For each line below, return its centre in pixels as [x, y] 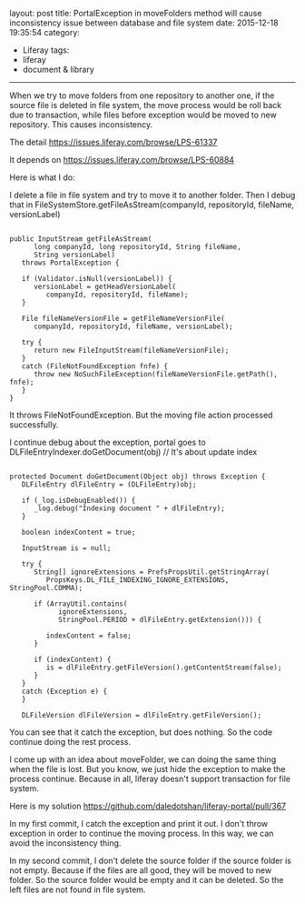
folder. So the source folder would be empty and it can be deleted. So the [147, 880]
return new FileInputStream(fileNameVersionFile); [131, 350]
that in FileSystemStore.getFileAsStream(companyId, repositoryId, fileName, [152, 205]
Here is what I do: [42, 177]
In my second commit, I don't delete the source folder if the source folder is [151, 860]
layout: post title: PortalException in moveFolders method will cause [136, 13]
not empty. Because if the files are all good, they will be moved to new [141, 870]
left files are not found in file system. [78, 889]
